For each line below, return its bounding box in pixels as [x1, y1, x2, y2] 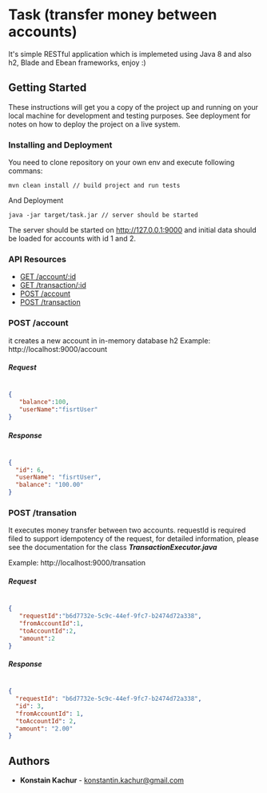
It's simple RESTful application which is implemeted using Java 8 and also [8, 49, 252, 59]
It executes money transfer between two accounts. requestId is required [8, 525, 246, 535]
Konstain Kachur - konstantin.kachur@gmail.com [19, 775, 185, 785]
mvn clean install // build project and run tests [8, 182, 181, 190]
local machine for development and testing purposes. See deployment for [8, 111, 251, 120]
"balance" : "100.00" [15, 481, 84, 489]
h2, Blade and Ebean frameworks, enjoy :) [8, 58, 146, 67]
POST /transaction [19, 297, 82, 307]
